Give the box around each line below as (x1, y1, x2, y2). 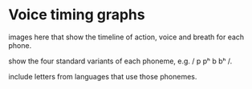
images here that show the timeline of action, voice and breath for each (8, 32, 245, 42)
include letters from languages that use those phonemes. (8, 71, 197, 81)
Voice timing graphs (8, 6, 146, 24)
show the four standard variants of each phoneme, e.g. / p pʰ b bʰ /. (8, 56, 233, 66)
